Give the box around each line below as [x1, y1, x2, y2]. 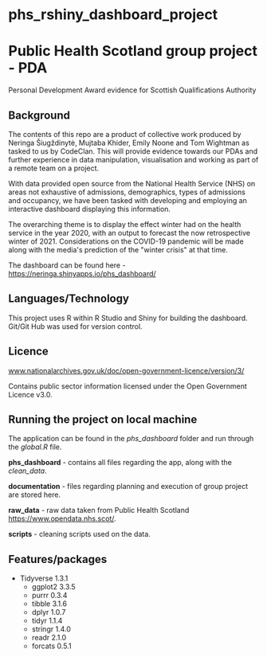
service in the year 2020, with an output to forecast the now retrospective [8, 228, 251, 237]
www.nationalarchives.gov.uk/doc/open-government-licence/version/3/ [8, 366, 245, 375]
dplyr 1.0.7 [31, 608, 66, 617]
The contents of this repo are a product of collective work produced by [8, 129, 241, 139]
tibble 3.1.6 [31, 599, 68, 608]
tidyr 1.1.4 [31, 616, 63, 626]
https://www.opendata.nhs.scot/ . [8, 514, 117, 523]
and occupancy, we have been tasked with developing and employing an [8, 195, 247, 205]
